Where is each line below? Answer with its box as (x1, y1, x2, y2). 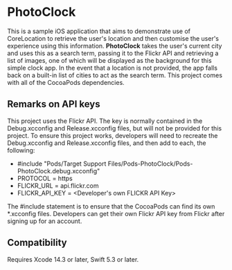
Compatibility (7, 237, 67, 249)
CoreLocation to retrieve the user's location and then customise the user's (7, 34, 220, 42)
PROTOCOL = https (17, 174, 73, 182)
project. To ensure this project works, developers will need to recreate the (7, 131, 218, 139)
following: (7, 146, 35, 154)
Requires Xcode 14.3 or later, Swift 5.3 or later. (7, 255, 139, 263)
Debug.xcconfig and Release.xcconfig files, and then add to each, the (7, 139, 206, 147)
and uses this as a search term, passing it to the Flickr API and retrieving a (7, 49, 219, 57)
